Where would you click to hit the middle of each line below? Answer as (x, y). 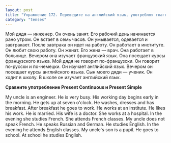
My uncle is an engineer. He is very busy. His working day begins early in (82, 97)
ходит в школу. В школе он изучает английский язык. (63, 78)
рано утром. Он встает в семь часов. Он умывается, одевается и (77, 39)
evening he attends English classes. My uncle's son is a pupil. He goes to (82, 130)
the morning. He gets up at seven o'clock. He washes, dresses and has (80, 103)
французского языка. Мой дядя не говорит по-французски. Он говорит (82, 61)
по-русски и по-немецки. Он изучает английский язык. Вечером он (79, 66)
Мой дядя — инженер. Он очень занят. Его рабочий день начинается (80, 34)
